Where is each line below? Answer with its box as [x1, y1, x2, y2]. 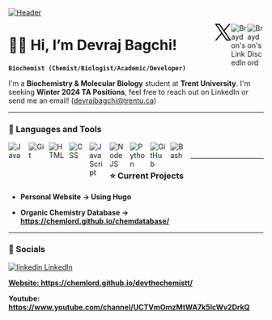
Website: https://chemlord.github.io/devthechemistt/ [8, 278, 193, 288]
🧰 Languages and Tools [8, 123, 102, 134]
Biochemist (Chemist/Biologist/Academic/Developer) [8, 64, 186, 72]
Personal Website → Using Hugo [19, 191, 132, 202]
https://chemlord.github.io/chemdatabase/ [19, 215, 170, 226]
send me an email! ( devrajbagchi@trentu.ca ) [8, 96, 156, 105]
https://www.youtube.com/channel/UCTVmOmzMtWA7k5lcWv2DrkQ [8, 302, 250, 312]
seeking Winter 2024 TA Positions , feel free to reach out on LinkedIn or [8, 87, 249, 96]
